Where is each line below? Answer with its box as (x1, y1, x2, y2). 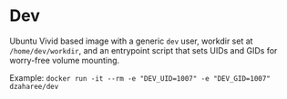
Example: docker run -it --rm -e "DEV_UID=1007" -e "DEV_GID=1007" (9, 72, 272, 83)
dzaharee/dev (9, 82, 59, 91)
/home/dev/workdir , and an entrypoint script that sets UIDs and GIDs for (9, 45, 278, 55)
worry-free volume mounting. (9, 54, 120, 65)
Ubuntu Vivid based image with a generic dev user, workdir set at (9, 35, 253, 46)
